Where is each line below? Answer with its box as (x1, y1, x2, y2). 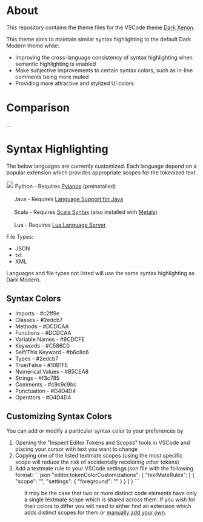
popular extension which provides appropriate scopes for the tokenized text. (6, 168, 198, 176)
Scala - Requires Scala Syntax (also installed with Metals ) (14, 208, 158, 216)
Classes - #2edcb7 (15, 316, 63, 323)
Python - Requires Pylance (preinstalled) (15, 182, 116, 190)
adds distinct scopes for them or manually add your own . (24, 509, 167, 517)
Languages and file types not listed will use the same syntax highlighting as (6, 269, 195, 276)
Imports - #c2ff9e (15, 309, 60, 317)
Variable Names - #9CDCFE (15, 335, 85, 343)
